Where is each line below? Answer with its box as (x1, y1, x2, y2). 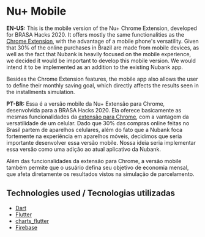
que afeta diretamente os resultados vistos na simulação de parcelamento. (6, 170, 195, 178)
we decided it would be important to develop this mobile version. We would (6, 57, 196, 64)
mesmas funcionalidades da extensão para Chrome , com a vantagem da (6, 113, 189, 120)
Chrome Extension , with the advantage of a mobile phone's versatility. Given (6, 37, 199, 45)
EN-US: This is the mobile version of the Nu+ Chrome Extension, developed (6, 24, 198, 32)
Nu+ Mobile (6, 4, 67, 18)
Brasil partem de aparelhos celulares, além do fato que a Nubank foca (6, 126, 182, 133)
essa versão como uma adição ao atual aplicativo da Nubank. (6, 145, 161, 153)
